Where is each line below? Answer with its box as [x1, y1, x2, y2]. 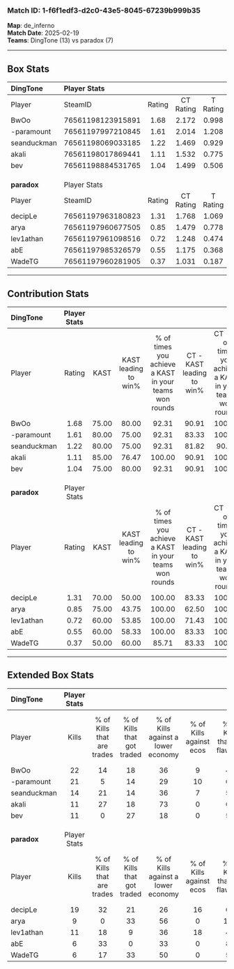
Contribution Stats [7, 288, 89, 300]
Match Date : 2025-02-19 [7, 29, 79, 37]
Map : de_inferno [7, 22, 55, 30]
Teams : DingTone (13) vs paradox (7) [7, 36, 114, 45]
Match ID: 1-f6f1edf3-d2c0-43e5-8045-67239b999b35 [7, 6, 201, 15]
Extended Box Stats [7, 669, 94, 681]
